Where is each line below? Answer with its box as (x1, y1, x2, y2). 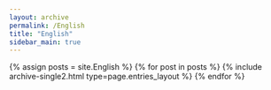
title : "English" (9, 29, 74, 38)
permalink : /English (9, 21, 86, 30)
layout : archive (9, 12, 69, 22)
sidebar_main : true (9, 37, 81, 47)
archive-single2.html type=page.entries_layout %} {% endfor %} (9, 71, 245, 82)
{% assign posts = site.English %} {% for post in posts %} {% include (9, 62, 263, 72)
